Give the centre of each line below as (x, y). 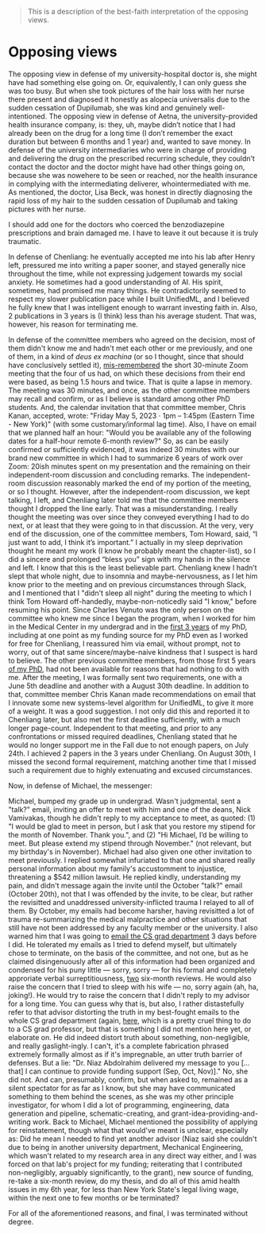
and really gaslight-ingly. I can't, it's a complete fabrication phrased (118, 1046)
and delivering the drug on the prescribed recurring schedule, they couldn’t (132, 158)
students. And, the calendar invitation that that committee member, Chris (127, 407)
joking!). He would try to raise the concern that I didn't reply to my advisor (129, 995)
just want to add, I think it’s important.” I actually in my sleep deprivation (126, 542)
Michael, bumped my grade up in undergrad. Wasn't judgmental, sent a (125, 801)
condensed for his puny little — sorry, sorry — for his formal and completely (133, 969)
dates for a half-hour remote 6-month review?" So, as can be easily (118, 441)
